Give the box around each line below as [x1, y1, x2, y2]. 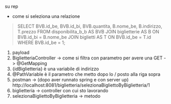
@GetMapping [16, 60, 47, 66]
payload [12, 50, 30, 55]
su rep [5, 4, 18, 9]
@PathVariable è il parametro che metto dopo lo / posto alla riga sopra [12, 71, 161, 77]
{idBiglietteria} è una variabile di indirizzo [12, 66, 99, 72]
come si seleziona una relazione [12, 13, 80, 19]
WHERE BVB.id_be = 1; [17, 39, 66, 46]
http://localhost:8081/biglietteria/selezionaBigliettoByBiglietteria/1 [12, 82, 150, 88]
